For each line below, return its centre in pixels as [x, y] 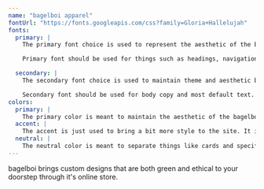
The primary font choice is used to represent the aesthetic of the [137, 45]
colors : [21, 102]
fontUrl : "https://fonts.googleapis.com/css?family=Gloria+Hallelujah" [128, 23]
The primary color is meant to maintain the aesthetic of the [126, 117]
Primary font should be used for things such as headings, [121, 59]
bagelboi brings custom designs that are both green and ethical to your [123, 168]
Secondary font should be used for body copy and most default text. [139, 94]
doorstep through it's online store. [63, 176]
